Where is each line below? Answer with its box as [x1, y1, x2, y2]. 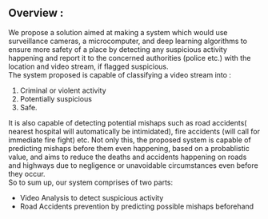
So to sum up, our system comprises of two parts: [8, 177, 174, 187]
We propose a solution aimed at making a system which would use [8, 27, 228, 37]
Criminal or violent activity [19, 86, 106, 95]
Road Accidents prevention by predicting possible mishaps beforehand [19, 201, 254, 211]
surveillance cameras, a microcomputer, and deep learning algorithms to [8, 36, 248, 46]
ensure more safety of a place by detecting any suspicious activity [8, 44, 228, 54]
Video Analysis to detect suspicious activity [19, 193, 164, 202]
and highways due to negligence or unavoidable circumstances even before [8, 160, 258, 170]
